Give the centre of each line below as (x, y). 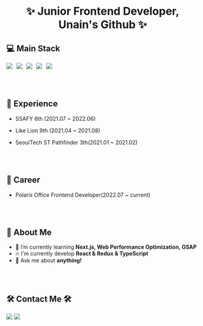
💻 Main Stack (33, 48)
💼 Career (24, 180)
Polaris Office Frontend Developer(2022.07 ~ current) (83, 195)
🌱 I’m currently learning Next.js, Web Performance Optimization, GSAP (106, 247)
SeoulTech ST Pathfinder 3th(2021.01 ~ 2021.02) (76, 142)
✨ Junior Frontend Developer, (103, 11)
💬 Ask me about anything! (48, 260)
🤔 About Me (29, 233)
